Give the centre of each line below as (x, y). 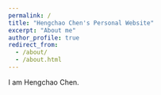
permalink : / (30, 15)
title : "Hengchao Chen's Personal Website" (81, 23)
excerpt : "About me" (42, 30)
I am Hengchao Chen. (44, 82)
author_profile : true (44, 38)
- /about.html (38, 60)
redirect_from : (33, 45)
